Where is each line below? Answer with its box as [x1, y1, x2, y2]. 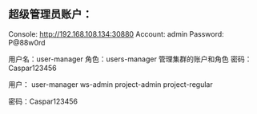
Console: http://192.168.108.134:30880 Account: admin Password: [8, 29, 224, 38]
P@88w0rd [8, 37, 46, 47]
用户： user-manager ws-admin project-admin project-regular [8, 79, 214, 89]
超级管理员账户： [8, 7, 93, 22]
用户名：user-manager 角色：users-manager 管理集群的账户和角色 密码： [8, 54, 252, 64]
